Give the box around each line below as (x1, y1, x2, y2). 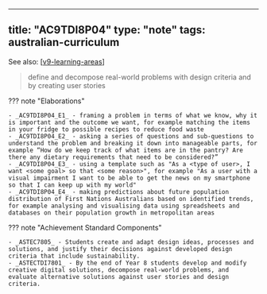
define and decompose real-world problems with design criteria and (27, 72, 252, 82)
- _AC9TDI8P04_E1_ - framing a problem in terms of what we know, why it (8, 111, 258, 119)
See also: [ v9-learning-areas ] (8, 56, 105, 66)
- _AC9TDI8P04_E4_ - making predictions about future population (8, 188, 229, 195)
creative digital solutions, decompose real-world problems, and (8, 265, 229, 274)
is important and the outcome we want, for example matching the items (8, 118, 250, 126)
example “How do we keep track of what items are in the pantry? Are (8, 146, 244, 154)
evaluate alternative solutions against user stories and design (8, 273, 229, 280)
